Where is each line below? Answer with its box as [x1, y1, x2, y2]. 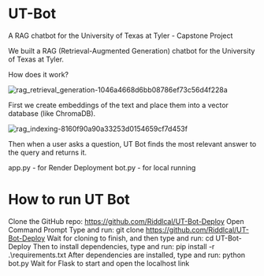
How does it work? [8, 69, 69, 79]
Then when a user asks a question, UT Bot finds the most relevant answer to [8, 139, 257, 148]
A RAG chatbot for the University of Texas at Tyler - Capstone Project [8, 31, 233, 40]
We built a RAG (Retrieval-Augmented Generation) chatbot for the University [8, 46, 255, 55]
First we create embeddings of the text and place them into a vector [8, 100, 229, 110]
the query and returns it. [8, 147, 87, 157]
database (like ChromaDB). [8, 108, 96, 118]
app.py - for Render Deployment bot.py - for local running [8, 162, 196, 172]
